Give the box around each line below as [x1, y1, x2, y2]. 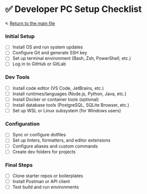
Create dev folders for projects [12, 149, 76, 155]
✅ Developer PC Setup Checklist [5, 3, 142, 15]
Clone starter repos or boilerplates [12, 173, 83, 179]
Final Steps [5, 161, 33, 168]
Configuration [5, 121, 40, 128]
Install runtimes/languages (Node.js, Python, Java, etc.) [12, 91, 127, 97]
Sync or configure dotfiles [12, 132, 66, 138]
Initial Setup [5, 32, 35, 39]
